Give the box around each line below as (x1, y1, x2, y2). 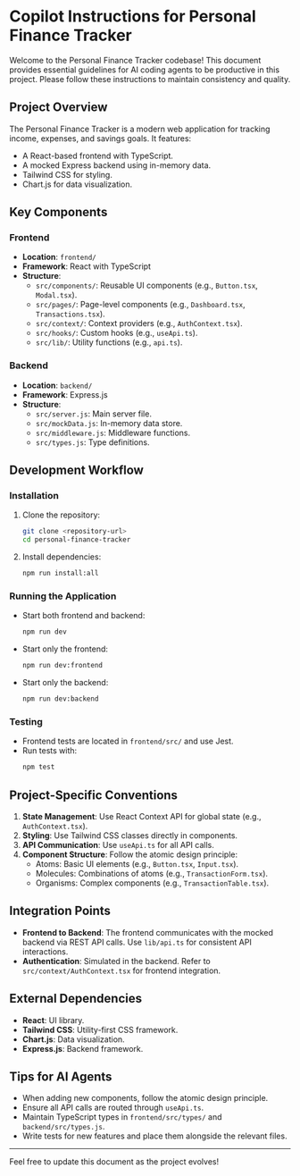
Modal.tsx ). (35, 290, 78, 300)
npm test (21, 762, 55, 772)
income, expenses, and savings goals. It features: (9, 132, 192, 144)
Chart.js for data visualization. (21, 179, 133, 189)
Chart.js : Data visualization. (21, 1034, 125, 1045)
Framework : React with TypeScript (21, 261, 152, 272)
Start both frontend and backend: (21, 610, 146, 621)
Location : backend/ (21, 380, 93, 391)
